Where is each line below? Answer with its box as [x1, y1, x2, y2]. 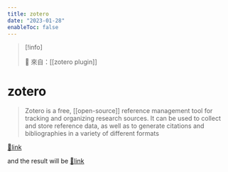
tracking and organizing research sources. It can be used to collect [24, 114, 222, 123]
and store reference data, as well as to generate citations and [24, 122, 205, 130]
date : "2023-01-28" [7, 17, 65, 24]
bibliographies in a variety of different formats [24, 129, 160, 138]
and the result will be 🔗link [7, 157, 85, 166]
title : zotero [7, 10, 50, 18]
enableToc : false [7, 23, 59, 31]
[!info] [24, 43, 43, 52]
